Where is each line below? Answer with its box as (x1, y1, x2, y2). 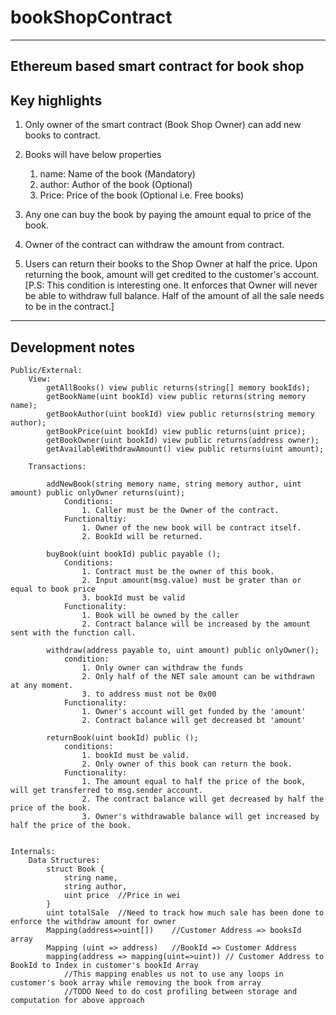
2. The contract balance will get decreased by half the (81, 794, 325, 804)
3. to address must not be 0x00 (81, 689, 217, 699)
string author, (63, 881, 128, 891)
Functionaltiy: (63, 514, 128, 524)
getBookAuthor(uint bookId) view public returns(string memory (46, 409, 315, 419)
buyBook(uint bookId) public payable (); (46, 549, 222, 559)
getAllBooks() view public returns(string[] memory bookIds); (46, 382, 311, 393)
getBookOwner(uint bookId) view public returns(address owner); (46, 435, 320, 445)
